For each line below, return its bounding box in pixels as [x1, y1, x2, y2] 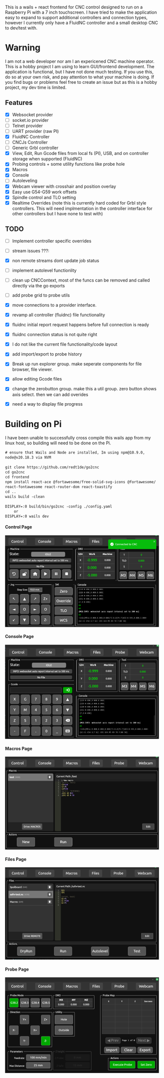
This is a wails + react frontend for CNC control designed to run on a [5, 4, 143, 10]
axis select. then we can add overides [12, 391, 89, 397]
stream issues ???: [12, 248, 50, 254]
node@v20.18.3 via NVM [5, 455, 51, 460]
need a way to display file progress [12, 401, 83, 407]
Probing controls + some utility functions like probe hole [12, 161, 125, 167]
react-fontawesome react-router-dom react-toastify [5, 484, 112, 489]
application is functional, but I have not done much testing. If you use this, [5, 69, 154, 75]
